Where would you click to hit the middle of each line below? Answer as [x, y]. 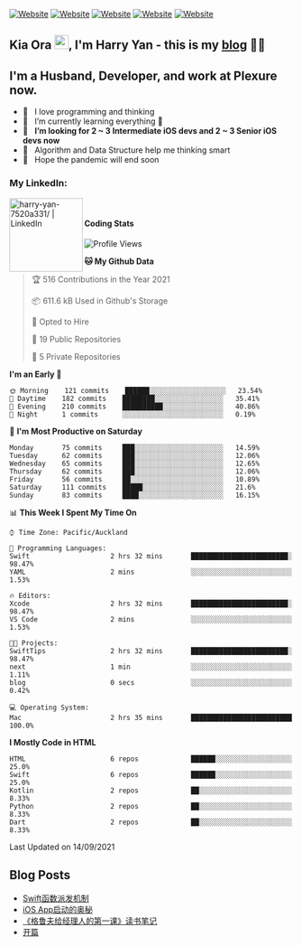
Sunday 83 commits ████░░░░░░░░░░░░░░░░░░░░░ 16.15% [134, 495]
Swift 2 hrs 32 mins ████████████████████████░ [151, 556]
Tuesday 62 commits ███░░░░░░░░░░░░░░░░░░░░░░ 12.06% [134, 455]
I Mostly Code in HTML [53, 742]
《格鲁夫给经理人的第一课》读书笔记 [90, 921]
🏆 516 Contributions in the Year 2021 [101, 279]
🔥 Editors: [30, 595]
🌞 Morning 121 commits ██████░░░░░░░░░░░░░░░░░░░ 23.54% [136, 390]
